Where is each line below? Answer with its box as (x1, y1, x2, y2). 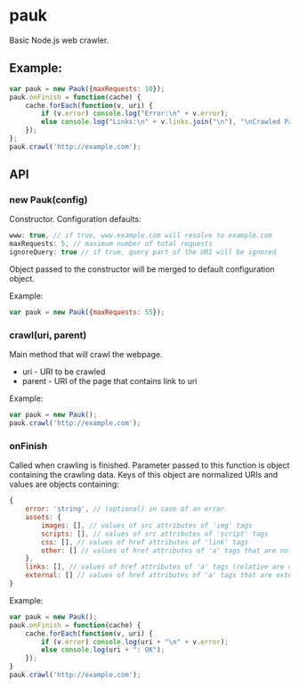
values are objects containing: (9, 479, 120, 490)
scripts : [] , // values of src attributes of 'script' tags (41, 529, 269, 538)
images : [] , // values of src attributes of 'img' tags (41, 520, 253, 530)
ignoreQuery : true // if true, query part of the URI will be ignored (9, 248, 277, 257)
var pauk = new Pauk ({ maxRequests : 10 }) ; (9, 84, 166, 94)
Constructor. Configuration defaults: (9, 214, 141, 225)
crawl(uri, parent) (9, 329, 87, 341)
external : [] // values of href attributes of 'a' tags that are (25, 571, 273, 580)
